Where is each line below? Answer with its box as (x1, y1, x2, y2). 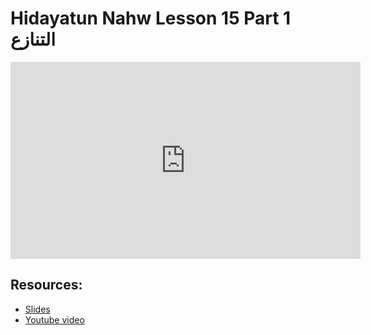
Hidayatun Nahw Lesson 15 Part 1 (10, 7, 292, 30)
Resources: (10, 277, 83, 294)
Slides (24, 303, 51, 315)
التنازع (10, 28, 56, 51)
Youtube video (24, 313, 85, 326)
